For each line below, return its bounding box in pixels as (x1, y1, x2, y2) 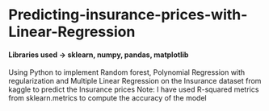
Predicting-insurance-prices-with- (8, 6, 248, 24)
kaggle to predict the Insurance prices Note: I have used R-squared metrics (8, 84, 259, 94)
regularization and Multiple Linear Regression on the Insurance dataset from (8, 76, 262, 86)
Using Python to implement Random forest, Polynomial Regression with (8, 68, 246, 77)
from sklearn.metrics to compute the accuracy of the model (8, 93, 208, 103)
